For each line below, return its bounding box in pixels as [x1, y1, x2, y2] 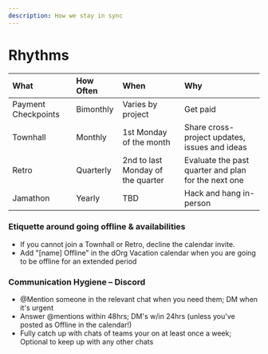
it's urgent [19, 303, 54, 312]
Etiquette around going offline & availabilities [8, 221, 186, 233]
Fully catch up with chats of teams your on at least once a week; [19, 328, 232, 338]
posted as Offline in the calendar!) [19, 320, 132, 330]
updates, [212, 131, 246, 142]
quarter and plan [183, 165, 246, 176]
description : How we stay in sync [8, 11, 124, 20]
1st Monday [122, 126, 167, 137]
